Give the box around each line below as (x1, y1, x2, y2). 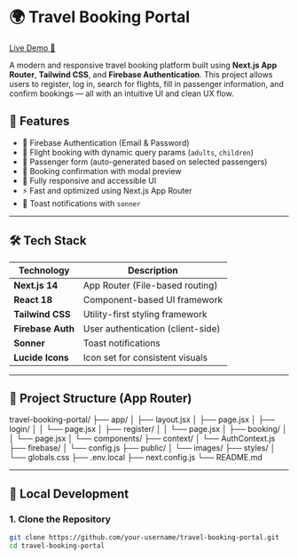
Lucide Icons (13, 351, 69, 363)
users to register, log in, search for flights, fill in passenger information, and (9, 78, 284, 89)
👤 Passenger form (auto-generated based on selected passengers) (21, 156, 268, 167)
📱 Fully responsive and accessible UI (21, 175, 157, 186)
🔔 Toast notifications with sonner (21, 197, 141, 209)
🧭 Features (9, 114, 70, 129)
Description (127, 264, 179, 276)
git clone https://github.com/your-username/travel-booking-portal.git (9, 533, 279, 542)
